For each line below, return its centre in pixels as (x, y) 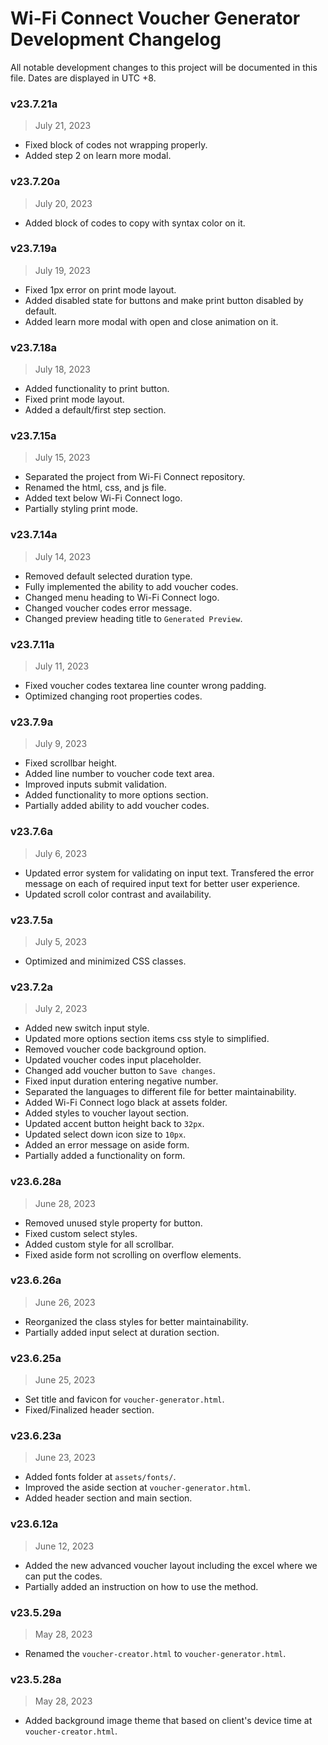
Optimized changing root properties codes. (113, 696)
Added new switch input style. (87, 1028)
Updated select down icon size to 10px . (105, 1134)
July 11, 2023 (62, 666)
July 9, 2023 (61, 744)
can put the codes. (63, 1576)
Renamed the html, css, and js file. (95, 488)
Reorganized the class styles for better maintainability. (136, 1321)
